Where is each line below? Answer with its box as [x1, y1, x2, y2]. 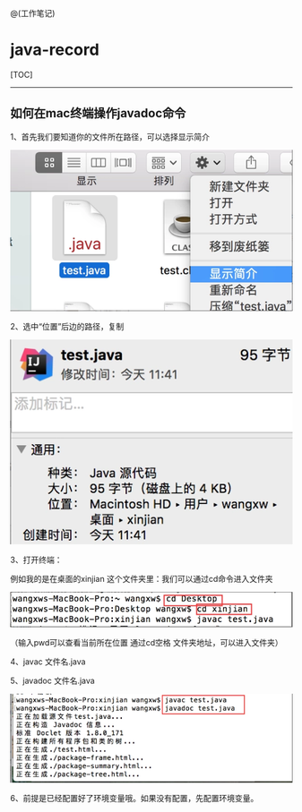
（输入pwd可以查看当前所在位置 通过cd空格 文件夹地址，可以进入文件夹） [10, 637, 283, 647]
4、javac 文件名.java [10, 656, 86, 667]
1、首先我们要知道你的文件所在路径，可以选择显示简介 [10, 131, 210, 141]
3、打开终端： [10, 554, 63, 566]
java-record [10, 39, 99, 60]
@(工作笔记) [10, 8, 56, 18]
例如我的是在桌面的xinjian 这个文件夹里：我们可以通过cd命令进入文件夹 [10, 574, 273, 585]
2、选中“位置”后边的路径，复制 [10, 321, 125, 331]
